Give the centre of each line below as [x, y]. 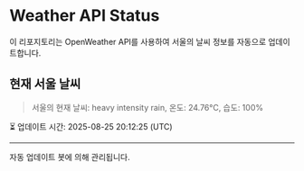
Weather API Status [85, 16]
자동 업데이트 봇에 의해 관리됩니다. [70, 157]
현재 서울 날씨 [45, 84]
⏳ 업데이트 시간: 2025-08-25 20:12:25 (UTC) [91, 126]
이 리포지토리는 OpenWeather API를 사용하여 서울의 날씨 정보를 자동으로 [138, 41]
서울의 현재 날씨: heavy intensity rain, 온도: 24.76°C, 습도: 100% [147, 107]
